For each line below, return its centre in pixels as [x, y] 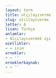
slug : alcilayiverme [27, 19]
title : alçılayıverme [28, 15]
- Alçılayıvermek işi [28, 39]
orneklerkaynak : [22, 63]
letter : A [16, 24]
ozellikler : [18, 44]
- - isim [15, 48]
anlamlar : [16, 34]
